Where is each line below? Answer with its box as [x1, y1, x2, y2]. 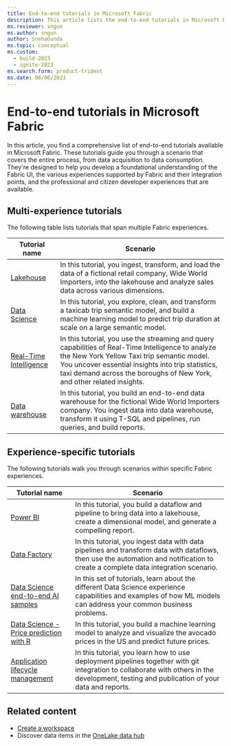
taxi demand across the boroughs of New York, [60, 369, 212, 378]
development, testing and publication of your [75, 673, 220, 683]
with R [10, 636, 31, 646]
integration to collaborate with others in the [75, 665, 214, 674]
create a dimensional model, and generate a [75, 517, 217, 526]
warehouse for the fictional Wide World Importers [60, 397, 220, 406]
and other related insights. [60, 377, 144, 386]
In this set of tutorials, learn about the [75, 573, 196, 583]
